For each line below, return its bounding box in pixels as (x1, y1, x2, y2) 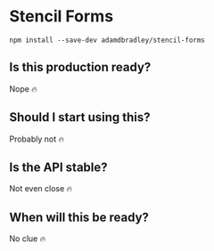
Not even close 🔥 (9, 183, 73, 194)
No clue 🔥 (9, 233, 46, 244)
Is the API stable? (9, 159, 109, 174)
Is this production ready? (9, 60, 152, 75)
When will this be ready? (9, 209, 150, 224)
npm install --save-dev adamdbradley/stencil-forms (9, 36, 205, 45)
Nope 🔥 (9, 83, 37, 94)
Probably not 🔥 (9, 134, 65, 144)
